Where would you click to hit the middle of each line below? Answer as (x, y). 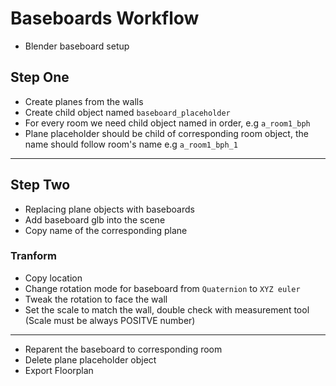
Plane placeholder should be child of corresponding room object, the (166, 133)
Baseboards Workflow (105, 18)
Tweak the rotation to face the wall (96, 299)
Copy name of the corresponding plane (106, 230)
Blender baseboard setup (77, 46)
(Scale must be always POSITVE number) (110, 320)
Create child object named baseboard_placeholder (127, 112)
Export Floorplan (59, 370)
